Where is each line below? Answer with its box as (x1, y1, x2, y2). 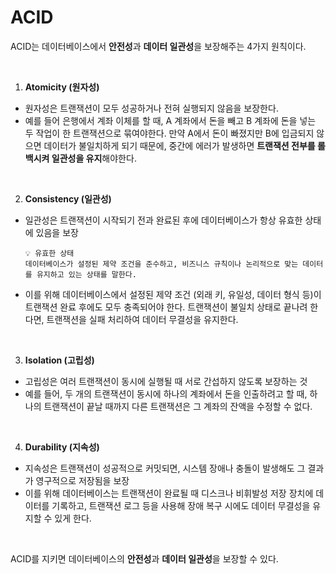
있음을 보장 (35, 226, 79, 238)
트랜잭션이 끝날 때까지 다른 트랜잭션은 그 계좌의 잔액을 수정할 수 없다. (43, 400, 313, 412)
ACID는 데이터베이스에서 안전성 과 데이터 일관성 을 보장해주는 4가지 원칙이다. (10, 40, 307, 52)
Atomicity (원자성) (24, 81, 100, 93)
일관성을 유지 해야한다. (51, 152, 137, 164)
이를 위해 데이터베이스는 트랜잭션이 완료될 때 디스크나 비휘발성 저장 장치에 (24, 487, 314, 499)
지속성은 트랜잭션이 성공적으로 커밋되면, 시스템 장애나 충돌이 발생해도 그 (24, 462, 306, 474)
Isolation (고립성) (24, 354, 95, 366)
